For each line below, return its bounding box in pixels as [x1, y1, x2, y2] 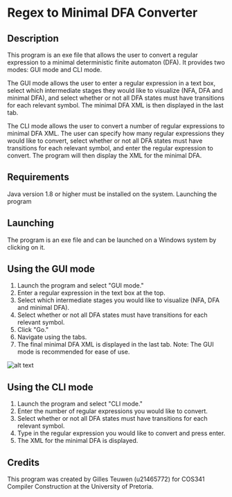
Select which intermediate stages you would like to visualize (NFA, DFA [17, 296, 220, 304]
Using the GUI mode [7, 263, 96, 275]
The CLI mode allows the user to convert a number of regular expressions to [7, 122, 225, 130]
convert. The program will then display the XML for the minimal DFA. [7, 151, 202, 159]
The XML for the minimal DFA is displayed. [17, 437, 139, 445]
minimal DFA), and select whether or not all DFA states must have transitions [7, 94, 225, 102]
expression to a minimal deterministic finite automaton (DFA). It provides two [7, 58, 225, 67]
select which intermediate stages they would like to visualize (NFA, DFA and [7, 87, 223, 94]
